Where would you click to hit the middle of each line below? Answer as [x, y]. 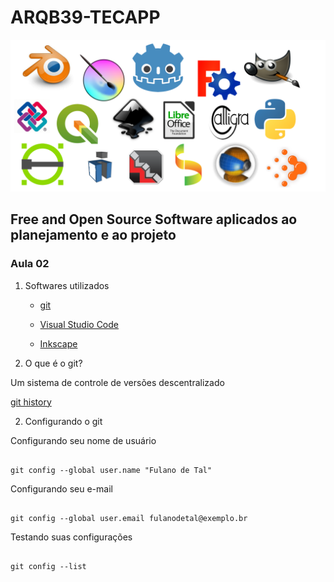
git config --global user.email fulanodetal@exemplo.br [129, 518]
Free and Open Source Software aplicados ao [154, 219]
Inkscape [58, 343]
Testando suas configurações [71, 537]
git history [31, 402]
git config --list [48, 566]
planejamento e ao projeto [93, 235]
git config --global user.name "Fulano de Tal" [111, 470]
